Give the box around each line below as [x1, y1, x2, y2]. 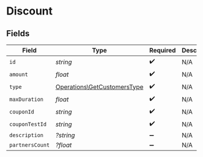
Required [149, 46, 176, 54]
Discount [6, 4, 53, 18]
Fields [6, 28, 30, 39]
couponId [9, 108, 34, 115]
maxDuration [9, 95, 44, 103]
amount [9, 71, 28, 78]
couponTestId [9, 121, 47, 127]
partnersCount [9, 142, 50, 149]
